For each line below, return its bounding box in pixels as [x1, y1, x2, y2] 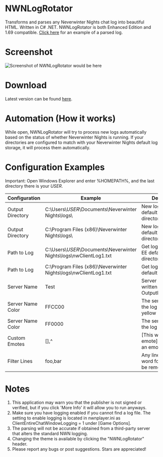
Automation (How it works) [5, 113, 116, 124]
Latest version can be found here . [5, 96, 73, 101]
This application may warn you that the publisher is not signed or [12, 399, 142, 405]
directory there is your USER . [5, 183, 63, 189]
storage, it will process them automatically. [5, 144, 91, 150]
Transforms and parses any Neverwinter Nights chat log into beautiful [5, 19, 145, 25]
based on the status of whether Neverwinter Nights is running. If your [5, 134, 144, 140]
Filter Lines [7, 358, 33, 364]
